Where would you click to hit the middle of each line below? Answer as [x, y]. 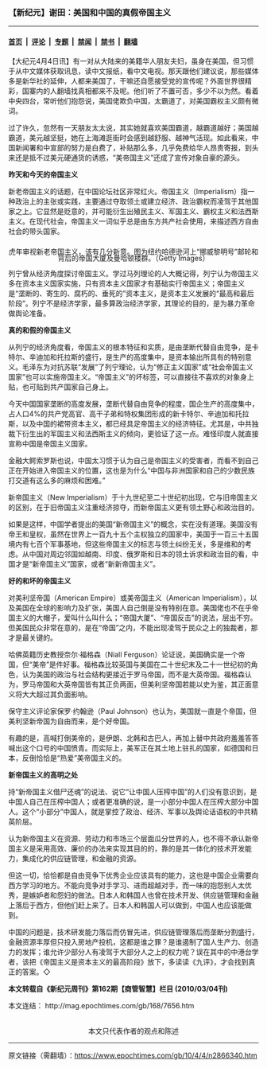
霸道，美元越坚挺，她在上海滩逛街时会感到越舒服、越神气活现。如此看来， [130, 138]
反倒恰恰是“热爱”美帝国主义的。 [74, 758]
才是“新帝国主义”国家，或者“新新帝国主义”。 [87, 564]
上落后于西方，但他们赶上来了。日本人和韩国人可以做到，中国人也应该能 [126, 906]
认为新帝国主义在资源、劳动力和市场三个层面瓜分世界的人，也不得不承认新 [130, 839]
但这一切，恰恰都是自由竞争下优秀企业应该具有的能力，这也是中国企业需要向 [133, 875]
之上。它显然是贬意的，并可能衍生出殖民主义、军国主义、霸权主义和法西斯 [137, 211]
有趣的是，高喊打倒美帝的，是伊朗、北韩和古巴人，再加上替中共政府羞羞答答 [133, 739]
